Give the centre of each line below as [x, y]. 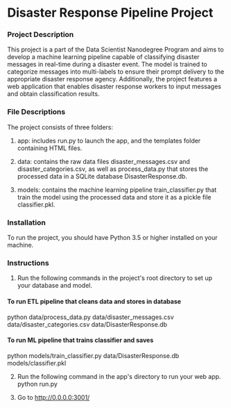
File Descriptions [36, 112]
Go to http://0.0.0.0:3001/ [53, 397]
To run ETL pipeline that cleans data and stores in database [94, 301]
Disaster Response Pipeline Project [110, 13]
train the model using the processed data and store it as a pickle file [114, 197]
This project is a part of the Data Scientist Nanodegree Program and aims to [115, 49]
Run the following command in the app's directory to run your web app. [119, 376]
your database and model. [54, 286]
